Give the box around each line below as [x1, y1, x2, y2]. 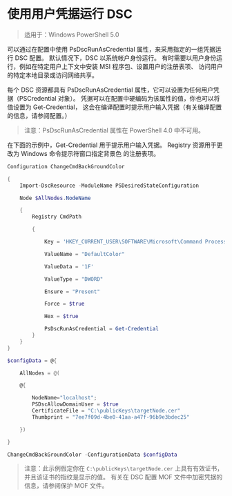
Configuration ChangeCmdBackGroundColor [7, 163, 126, 170]
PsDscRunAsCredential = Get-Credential [43, 326, 159, 333]
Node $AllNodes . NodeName [19, 195, 91, 201]
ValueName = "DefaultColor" [43, 250, 126, 257]
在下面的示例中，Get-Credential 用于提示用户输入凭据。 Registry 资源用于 [7, 141, 217, 149]
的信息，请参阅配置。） [7, 111, 71, 119]
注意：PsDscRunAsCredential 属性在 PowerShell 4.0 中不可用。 [23, 126, 205, 135]
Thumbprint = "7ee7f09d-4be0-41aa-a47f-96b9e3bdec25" [32, 413, 190, 421]
